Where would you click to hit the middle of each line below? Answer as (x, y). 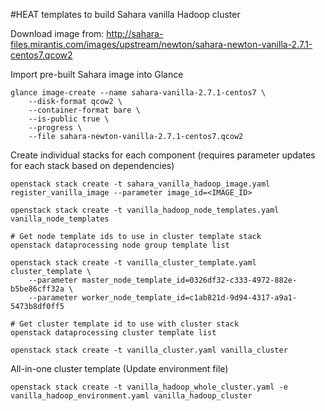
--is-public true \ (69, 119)
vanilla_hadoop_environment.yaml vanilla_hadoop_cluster (131, 396)
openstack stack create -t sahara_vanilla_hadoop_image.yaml (140, 184)
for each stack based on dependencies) (92, 165)
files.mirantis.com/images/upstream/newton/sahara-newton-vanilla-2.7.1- (161, 44)
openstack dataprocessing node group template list (120, 245)
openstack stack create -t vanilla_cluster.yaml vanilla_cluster (149, 350)
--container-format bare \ (84, 110)
